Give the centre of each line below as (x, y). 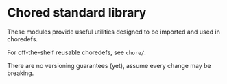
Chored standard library (77, 13)
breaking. (21, 73)
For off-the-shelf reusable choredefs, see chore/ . (76, 52)
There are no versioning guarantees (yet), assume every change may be (109, 65)
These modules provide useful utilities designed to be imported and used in (114, 32)
